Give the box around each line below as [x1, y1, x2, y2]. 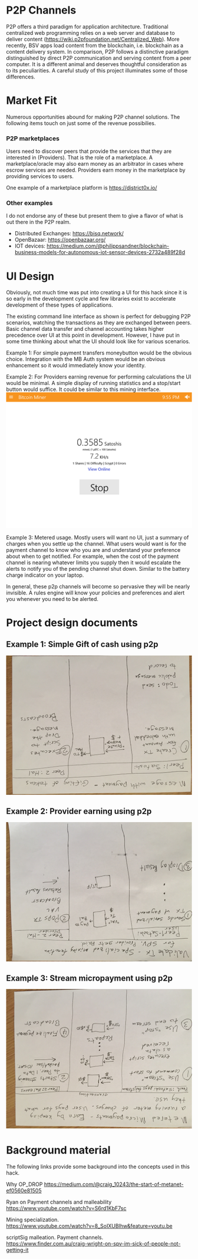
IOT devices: [14, 242, 46, 249]
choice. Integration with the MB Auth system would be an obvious [6, 356, 166, 363]
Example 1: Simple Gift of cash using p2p [6, 639, 159, 649]
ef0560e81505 [6, 1187, 42, 1194]
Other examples [6, 199, 53, 207]
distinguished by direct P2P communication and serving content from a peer [6, 54, 192, 61]
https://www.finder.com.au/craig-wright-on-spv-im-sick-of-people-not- [6, 1240, 181, 1247]
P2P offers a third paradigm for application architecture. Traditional [6, 23, 169, 30]
